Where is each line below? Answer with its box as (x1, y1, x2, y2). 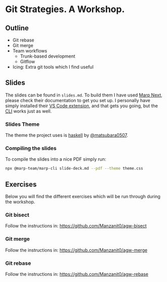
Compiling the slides (5, 145, 57, 152)
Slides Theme (5, 120, 40, 127)
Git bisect (5, 211, 29, 218)
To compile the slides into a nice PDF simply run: (5, 156, 106, 162)
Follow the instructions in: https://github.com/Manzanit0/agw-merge (5, 247, 148, 253)
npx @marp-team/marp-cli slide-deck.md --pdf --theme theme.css (5, 166, 143, 171)
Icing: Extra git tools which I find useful (12, 64, 94, 70)
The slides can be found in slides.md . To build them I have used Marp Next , (5, 92, 162, 98)
